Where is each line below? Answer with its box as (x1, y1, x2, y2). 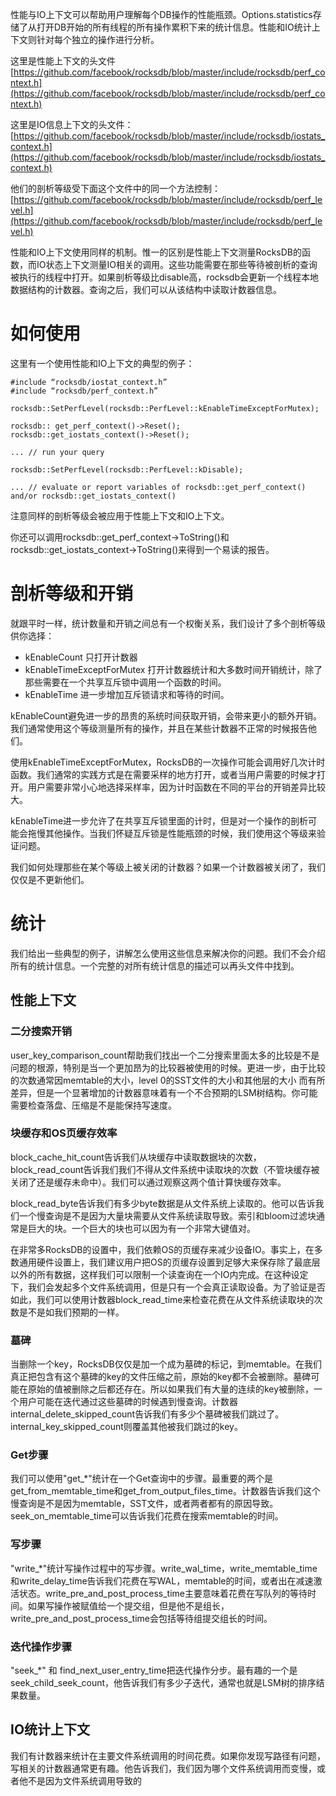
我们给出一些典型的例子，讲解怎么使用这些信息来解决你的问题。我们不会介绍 (10, 947, 326, 959)
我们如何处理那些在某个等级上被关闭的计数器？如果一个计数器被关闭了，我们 (10, 861, 326, 873)
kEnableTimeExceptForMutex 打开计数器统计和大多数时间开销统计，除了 (24, 663, 323, 675)
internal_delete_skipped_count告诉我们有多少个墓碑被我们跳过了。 (10, 1408, 285, 1420)
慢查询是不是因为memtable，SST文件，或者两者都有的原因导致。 (10, 1498, 279, 1510)
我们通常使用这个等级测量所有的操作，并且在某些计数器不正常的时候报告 (10, 722, 308, 734)
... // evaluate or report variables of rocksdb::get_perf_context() (10, 482, 307, 492)
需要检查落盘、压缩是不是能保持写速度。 (10, 1099, 177, 1111)
